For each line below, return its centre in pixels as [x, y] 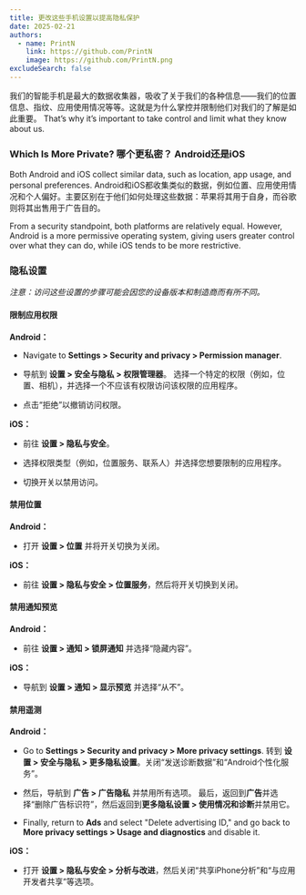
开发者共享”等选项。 [60, 882]
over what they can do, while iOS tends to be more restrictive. [125, 246]
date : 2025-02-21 [42, 26]
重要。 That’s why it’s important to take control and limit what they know [152, 118]
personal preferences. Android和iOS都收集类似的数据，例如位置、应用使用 [149, 185]
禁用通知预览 [33, 607]
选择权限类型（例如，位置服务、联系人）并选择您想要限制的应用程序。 [154, 463]
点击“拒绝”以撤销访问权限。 [74, 404]
